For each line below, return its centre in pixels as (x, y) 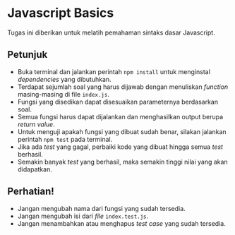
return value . (36, 124)
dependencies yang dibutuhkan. (64, 79)
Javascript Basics (61, 13)
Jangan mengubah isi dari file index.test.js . (83, 216)
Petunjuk (28, 55)
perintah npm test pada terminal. (65, 139)
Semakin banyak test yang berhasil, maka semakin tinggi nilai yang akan (122, 162)
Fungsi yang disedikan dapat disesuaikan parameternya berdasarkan (118, 102)
